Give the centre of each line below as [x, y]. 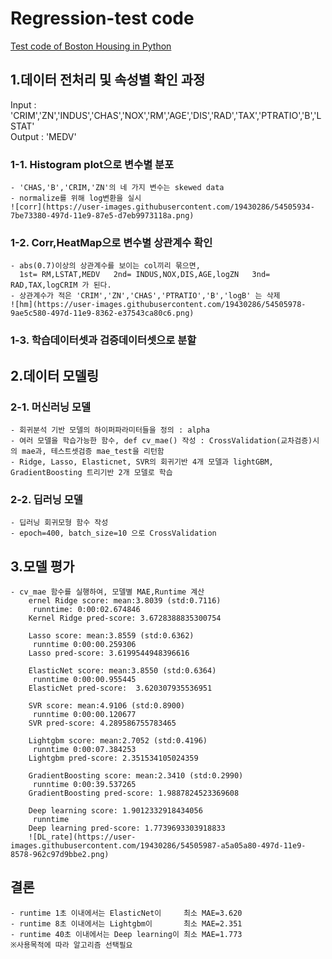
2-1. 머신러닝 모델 [51, 407]
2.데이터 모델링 [55, 375]
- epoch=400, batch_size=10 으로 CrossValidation [113, 533]
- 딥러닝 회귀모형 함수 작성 [59, 523]
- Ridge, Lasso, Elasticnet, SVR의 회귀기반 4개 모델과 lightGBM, [142, 462]
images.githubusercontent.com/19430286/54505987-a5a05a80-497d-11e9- [158, 846]
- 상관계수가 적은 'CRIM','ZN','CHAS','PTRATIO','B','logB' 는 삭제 [145, 296]
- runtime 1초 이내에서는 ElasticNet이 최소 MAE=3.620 [126, 913]
